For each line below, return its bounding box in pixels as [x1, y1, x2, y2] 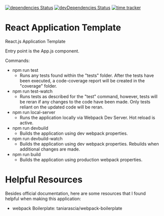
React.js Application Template [5, 38, 66, 44]
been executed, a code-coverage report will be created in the [19, 77, 145, 84]
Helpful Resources [5, 174, 83, 185]
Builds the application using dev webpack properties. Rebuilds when [19, 141, 159, 147]
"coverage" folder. [19, 83, 57, 89]
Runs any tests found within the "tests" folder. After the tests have [19, 72, 154, 78]
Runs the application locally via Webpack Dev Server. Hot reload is [19, 114, 156, 120]
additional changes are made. [19, 146, 81, 152]
